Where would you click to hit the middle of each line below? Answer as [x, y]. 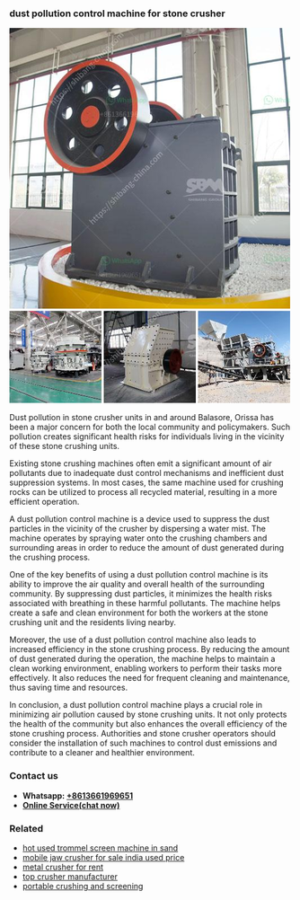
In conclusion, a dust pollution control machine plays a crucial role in [136, 705]
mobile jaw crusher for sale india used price [103, 857]
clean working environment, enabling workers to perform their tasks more [146, 668]
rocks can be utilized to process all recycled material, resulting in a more [143, 492]
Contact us [34, 776]
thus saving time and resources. [69, 688]
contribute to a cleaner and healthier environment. [102, 753]
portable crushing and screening [83, 886]
